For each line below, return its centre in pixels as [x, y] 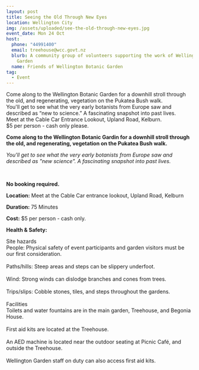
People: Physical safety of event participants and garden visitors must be [95, 248]
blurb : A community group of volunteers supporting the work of [92, 56]
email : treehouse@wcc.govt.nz [49, 50]
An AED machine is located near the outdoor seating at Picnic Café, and [94, 342]
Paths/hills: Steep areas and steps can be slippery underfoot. [81, 267]
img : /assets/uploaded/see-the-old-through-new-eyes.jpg [78, 28]
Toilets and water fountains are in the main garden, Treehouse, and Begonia [99, 310]
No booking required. [33, 184]
